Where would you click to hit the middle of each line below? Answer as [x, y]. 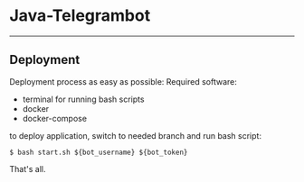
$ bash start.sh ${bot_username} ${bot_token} [99, 152]
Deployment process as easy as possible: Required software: [123, 81]
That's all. [28, 168]
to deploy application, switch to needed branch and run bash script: [136, 135]
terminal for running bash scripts [83, 99]
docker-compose [55, 118]
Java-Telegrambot [80, 16]
